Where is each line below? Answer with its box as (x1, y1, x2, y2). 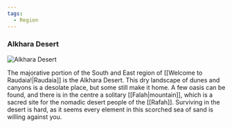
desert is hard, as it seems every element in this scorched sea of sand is (7, 105, 213, 113)
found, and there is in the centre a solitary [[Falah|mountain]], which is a (7, 91, 213, 99)
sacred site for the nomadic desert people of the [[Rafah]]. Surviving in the (7, 98, 220, 106)
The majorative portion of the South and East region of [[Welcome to (7, 68, 203, 77)
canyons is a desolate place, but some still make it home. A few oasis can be (7, 83, 226, 91)
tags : (7, 10, 23, 17)
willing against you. (7, 112, 62, 121)
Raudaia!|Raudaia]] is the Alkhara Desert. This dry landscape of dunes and (7, 75, 220, 84)
